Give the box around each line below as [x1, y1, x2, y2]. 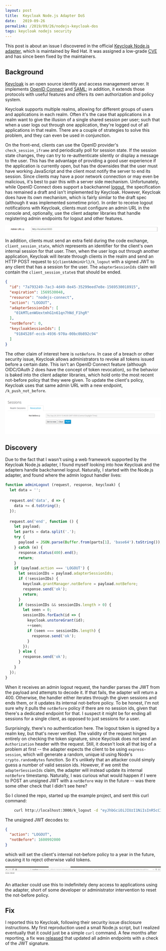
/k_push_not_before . [5, 388, 46, 394]
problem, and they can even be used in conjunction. [5, 132, 111, 138]
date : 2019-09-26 [5, 18, 45, 23]
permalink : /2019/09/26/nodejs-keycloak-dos [5, 24, 98, 29]
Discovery [5, 443, 38, 452]
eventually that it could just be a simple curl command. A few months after [5, 930, 157, 936]
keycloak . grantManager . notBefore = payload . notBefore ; [23, 582, 138, 587]
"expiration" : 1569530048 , [9, 289, 65, 295]
